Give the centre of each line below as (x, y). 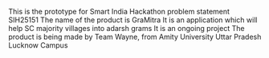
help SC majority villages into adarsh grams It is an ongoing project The (126, 28)
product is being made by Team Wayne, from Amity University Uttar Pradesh (135, 37)
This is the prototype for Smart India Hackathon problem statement (119, 12)
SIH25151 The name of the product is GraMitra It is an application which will (133, 20)
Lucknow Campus (38, 45)
